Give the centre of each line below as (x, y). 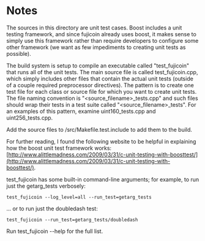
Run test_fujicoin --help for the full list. (55, 231)
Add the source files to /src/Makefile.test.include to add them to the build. (99, 129)
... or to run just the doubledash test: (52, 208)
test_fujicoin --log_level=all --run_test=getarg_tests (79, 197)
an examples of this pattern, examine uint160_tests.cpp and (81, 111)
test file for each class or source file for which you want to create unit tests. (102, 91)
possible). (19, 53)
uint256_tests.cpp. (30, 118)
